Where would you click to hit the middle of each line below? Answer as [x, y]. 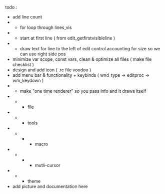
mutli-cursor [48, 165]
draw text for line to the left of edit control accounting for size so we [90, 49]
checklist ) [23, 65]
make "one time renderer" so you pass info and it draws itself [83, 91]
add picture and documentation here [50, 186]
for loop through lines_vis [46, 27]
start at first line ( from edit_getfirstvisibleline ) [67, 38]
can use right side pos [43, 54]
